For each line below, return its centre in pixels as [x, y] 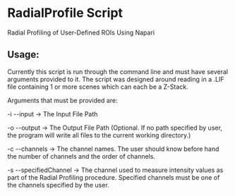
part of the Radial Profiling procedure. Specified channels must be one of [114, 177]
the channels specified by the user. [58, 185]
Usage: [24, 55]
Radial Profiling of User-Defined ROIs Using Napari [81, 32]
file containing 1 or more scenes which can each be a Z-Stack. [98, 87]
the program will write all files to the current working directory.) [99, 135]
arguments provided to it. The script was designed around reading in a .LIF [116, 79]
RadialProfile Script [65, 13]
